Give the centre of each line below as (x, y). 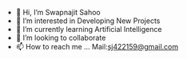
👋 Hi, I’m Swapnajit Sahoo (58, 12)
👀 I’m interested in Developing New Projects (88, 21)
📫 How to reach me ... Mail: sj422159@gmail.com (97, 47)
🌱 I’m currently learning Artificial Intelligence (89, 29)
